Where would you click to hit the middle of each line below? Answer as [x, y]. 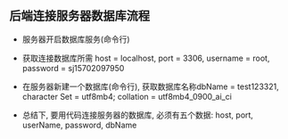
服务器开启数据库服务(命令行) [76, 39]
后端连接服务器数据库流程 [79, 16]
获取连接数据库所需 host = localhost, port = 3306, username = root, [146, 58]
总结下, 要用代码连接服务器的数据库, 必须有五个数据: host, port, [138, 115]
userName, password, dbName [79, 125]
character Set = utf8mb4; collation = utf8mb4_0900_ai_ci [127, 96]
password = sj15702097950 [73, 68]
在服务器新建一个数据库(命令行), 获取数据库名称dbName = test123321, [150, 86]
